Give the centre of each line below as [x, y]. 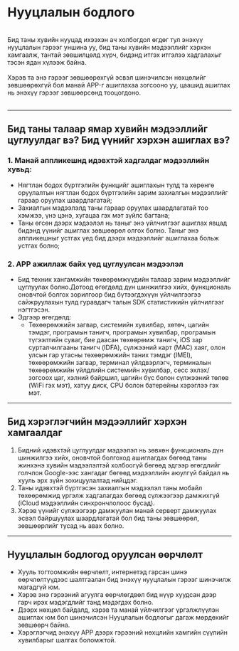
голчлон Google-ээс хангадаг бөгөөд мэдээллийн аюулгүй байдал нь [123, 472]
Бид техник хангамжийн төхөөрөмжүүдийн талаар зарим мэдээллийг [124, 279]
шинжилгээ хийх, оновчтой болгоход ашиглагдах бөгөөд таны [112, 457]
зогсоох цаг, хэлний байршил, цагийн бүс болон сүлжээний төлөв [128, 377]
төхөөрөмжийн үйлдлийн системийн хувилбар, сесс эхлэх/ [119, 370]
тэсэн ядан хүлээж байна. [47, 62]
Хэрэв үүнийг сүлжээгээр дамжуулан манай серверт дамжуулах [117, 510]
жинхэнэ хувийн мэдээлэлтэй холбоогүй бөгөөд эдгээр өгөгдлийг [119, 465]
